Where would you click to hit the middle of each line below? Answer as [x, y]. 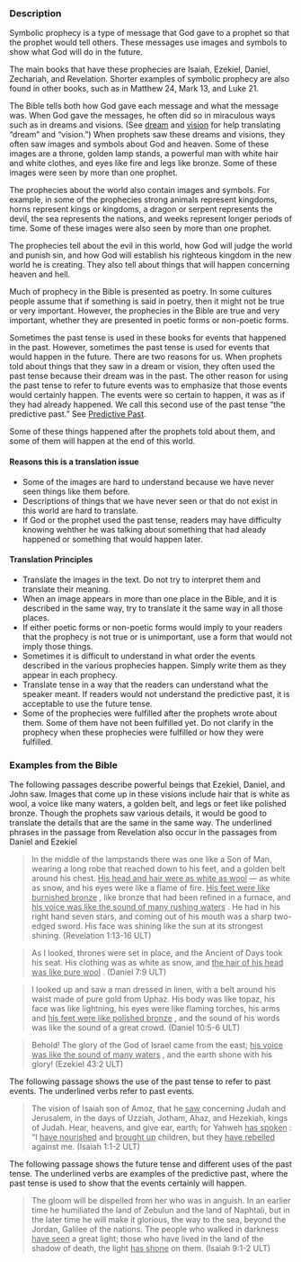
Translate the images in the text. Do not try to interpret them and [141, 579]
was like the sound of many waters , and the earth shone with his [151, 1055]
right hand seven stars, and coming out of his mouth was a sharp [151, 916]
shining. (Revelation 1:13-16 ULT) [91, 935]
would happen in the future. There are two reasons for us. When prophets [146, 357]
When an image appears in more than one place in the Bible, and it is [149, 598]
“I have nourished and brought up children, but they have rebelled [153, 1137]
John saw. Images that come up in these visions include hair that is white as [150, 794]
